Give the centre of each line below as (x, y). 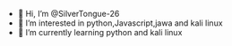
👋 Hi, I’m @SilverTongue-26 (69, 14)
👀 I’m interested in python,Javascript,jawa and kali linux (120, 23)
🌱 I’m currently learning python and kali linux (100, 32)
